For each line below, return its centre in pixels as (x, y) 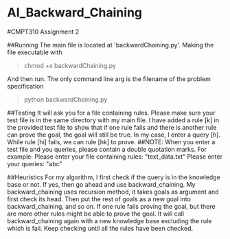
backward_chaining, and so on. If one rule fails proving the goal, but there (111, 206)
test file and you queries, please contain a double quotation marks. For (107, 149)
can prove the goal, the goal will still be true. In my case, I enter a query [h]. (114, 135)
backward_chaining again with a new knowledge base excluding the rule (110, 220)
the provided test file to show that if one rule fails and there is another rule (112, 127)
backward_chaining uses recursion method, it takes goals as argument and (113, 192)
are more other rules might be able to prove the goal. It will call (95, 214)
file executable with (35, 52)
